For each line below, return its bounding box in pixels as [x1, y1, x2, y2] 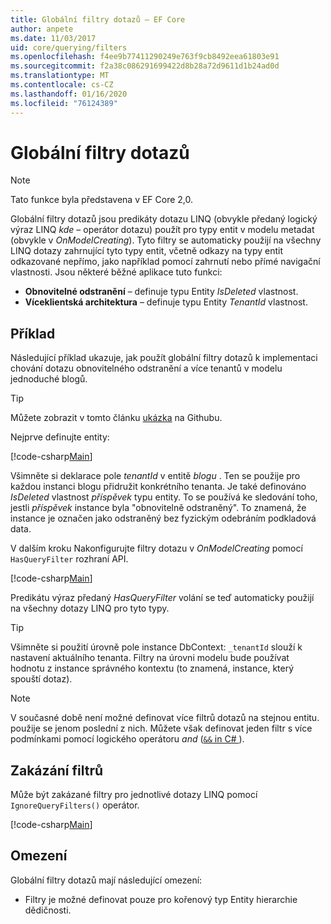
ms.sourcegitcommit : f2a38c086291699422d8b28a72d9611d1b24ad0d [10, 61, 280, 71]
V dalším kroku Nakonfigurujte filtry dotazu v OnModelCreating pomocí [10, 542, 303, 555]
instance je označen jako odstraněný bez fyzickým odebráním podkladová [10, 512, 317, 525]
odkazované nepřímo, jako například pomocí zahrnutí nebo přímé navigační [10, 256, 321, 268]
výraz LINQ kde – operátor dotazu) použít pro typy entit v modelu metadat [10, 224, 315, 236]
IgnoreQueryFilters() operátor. [10, 799, 140, 811]
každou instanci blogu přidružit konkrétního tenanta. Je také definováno [10, 481, 307, 493]
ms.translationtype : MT [10, 71, 110, 81]
